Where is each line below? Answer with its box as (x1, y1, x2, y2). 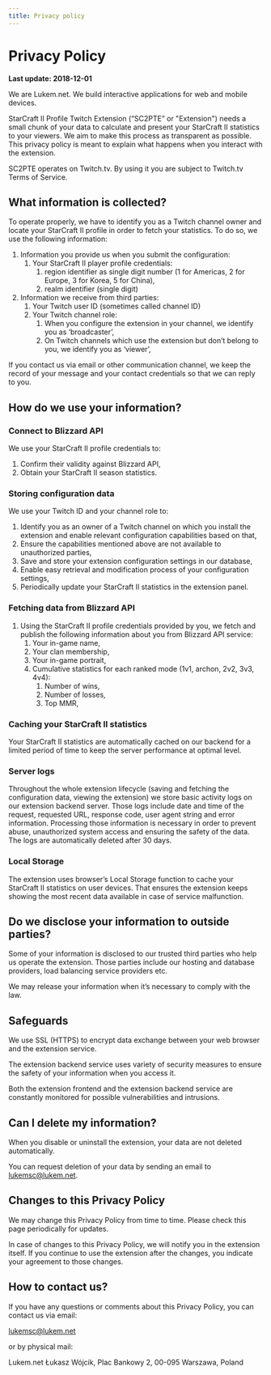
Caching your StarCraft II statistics (8, 718, 147, 729)
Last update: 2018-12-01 (8, 74, 92, 83)
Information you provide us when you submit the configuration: (19, 250, 231, 260)
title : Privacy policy (8, 11, 85, 20)
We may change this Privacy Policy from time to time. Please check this (8, 1215, 247, 1224)
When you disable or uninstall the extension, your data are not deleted (8, 1137, 243, 1147)
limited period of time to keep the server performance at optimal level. (8, 745, 242, 755)
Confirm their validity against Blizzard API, (19, 459, 161, 469)
